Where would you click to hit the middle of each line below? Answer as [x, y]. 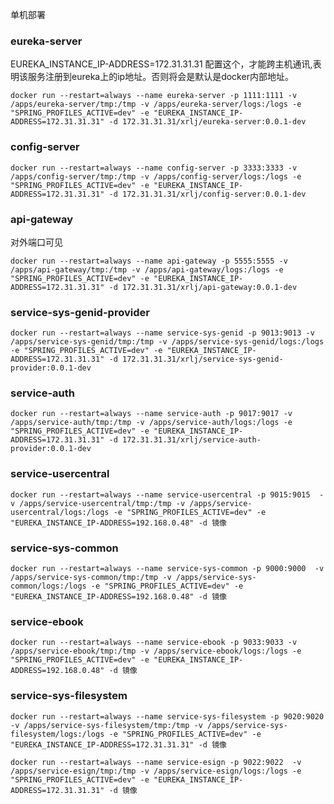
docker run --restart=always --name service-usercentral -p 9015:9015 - [167, 494]
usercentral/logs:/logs [60, 512]
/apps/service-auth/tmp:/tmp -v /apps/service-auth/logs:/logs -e [151, 423]
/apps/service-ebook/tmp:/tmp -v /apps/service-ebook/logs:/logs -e [156, 651]
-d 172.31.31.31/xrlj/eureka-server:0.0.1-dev [207, 122]
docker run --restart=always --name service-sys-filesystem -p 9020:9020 [167, 716]
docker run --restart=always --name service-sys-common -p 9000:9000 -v [167, 569]
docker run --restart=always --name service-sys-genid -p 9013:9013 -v [162, 333]
